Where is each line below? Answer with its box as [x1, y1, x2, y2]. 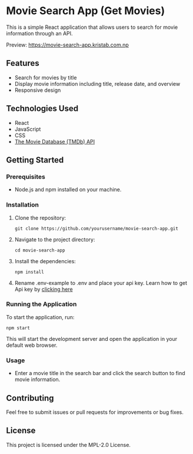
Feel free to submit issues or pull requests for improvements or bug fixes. [6, 408, 184, 416]
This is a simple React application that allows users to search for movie [6, 24, 178, 31]
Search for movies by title [14, 74, 77, 81]
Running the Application [6, 300, 77, 309]
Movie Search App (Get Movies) [6, 4, 165, 18]
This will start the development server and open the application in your [6, 335, 178, 342]
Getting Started [6, 155, 64, 165]
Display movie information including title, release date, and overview [14, 80, 181, 87]
